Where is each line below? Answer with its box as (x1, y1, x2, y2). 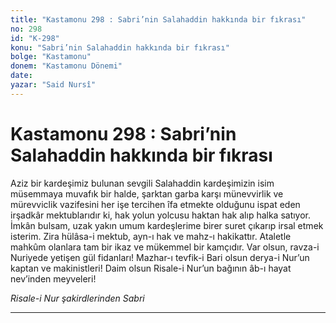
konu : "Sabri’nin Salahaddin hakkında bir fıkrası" (10, 42, 230, 53)
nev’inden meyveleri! (10, 272, 97, 285)
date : (10, 71, 33, 81)
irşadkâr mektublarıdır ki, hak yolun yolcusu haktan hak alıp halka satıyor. (10, 209, 312, 221)
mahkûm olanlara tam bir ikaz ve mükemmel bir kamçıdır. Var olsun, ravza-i (10, 241, 320, 253)
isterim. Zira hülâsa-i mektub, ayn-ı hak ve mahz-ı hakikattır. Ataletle (10, 230, 292, 242)
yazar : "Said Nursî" (10, 80, 97, 90)
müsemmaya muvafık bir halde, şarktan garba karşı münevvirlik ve (10, 187, 284, 200)
